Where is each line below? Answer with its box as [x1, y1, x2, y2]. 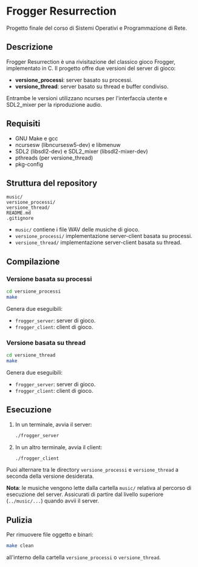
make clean [6, 543, 34, 549]
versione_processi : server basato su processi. [15, 76, 132, 83]
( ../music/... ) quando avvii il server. [6, 497, 100, 504]
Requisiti [6, 118, 41, 129]
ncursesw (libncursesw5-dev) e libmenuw [15, 141, 121, 148]
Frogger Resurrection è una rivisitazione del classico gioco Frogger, [6, 58, 176, 65]
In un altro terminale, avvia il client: [15, 443, 103, 450]
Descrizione [6, 42, 53, 52]
